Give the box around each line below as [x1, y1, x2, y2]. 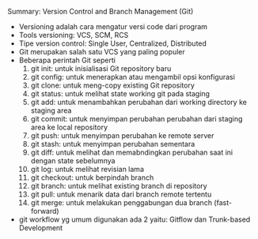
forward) [30, 207, 60, 215]
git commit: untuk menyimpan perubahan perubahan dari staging [30, 114, 243, 123]
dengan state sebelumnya [30, 156, 116, 165]
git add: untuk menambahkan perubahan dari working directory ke [30, 98, 247, 106]
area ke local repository [30, 122, 108, 132]
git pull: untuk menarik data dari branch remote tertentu [30, 189, 212, 199]
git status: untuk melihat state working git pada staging [30, 89, 211, 98]
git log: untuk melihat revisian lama [30, 165, 144, 174]
